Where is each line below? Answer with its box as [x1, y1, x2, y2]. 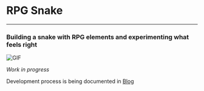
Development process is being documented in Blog [6, 78, 135, 85]
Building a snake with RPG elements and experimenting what [6, 33, 189, 41]
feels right [6, 40, 38, 49]
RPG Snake [6, 4, 63, 18]
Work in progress [6, 66, 50, 73]
